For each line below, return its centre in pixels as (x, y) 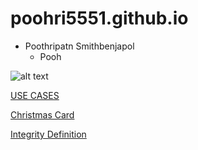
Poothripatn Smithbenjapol (79, 46)
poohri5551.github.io (99, 18)
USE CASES (35, 95)
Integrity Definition (48, 134)
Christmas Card (42, 114)
